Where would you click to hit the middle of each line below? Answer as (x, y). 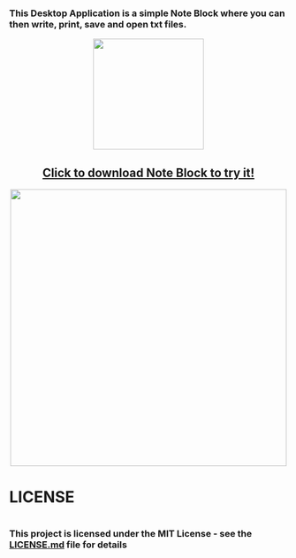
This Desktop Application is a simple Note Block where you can (147, 13)
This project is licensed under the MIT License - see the (131, 534)
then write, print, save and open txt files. (98, 24)
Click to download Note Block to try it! (148, 172)
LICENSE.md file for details (68, 545)
